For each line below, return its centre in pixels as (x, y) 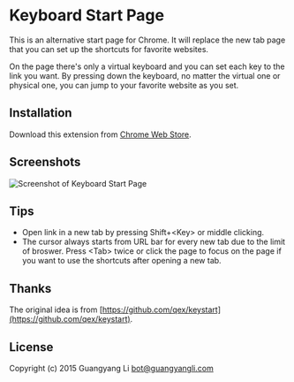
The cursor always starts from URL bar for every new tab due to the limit (153, 242)
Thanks (30, 288)
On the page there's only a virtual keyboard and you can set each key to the (147, 66)
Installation (41, 113)
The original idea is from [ (56, 309)
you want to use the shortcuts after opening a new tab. (122, 261)
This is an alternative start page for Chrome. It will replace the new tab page (147, 40)
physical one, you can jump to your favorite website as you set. (124, 85)
